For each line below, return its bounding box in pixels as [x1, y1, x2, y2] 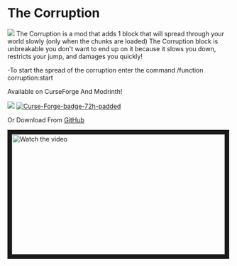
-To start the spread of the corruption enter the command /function [7, 65, 204, 74]
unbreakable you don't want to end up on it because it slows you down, [7, 44, 216, 53]
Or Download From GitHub [7, 115, 85, 124]
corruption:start [7, 73, 53, 82]
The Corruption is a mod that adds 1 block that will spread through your [16, 29, 225, 38]
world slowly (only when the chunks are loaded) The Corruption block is [7, 37, 219, 46]
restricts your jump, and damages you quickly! [7, 52, 143, 60]
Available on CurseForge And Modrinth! [7, 87, 123, 95]
